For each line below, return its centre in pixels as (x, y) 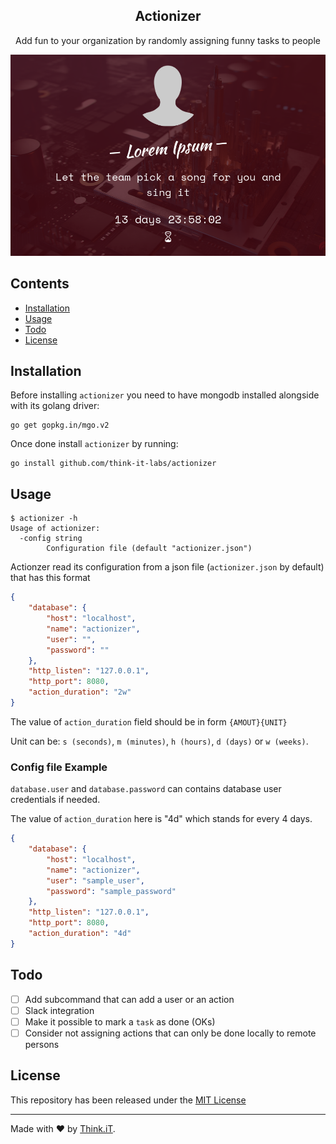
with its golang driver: (55, 406)
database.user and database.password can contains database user (146, 789)
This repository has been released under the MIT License (128, 1100)
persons (42, 1044)
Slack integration (59, 1010)
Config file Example (59, 767)
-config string (51, 539)
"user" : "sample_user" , (95, 880)
